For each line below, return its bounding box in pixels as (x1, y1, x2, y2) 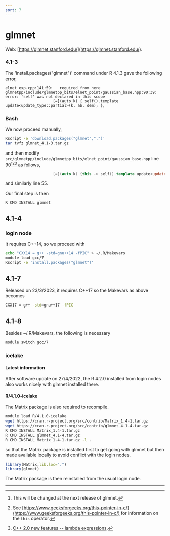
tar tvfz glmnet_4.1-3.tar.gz (5, 141, 69, 146)
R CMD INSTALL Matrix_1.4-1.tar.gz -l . (5, 437, 92, 442)
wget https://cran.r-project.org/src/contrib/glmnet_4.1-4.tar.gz (5, 424, 148, 429)
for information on (120, 510, 158, 516)
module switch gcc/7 (5, 340, 49, 345)
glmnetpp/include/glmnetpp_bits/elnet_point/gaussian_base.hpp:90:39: (5, 90, 157, 95)
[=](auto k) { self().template (53, 98, 119, 104)
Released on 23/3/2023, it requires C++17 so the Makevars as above (5, 287, 148, 294)
